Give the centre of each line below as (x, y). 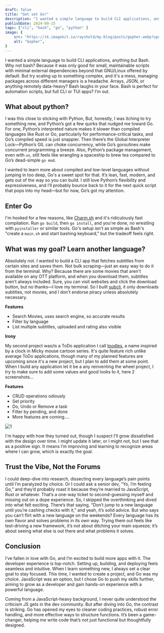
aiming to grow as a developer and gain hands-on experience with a (73, 584)
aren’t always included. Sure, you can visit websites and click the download (81, 282)
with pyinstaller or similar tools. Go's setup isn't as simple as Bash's (75, 228)
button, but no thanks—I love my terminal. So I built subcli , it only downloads (82, 287)
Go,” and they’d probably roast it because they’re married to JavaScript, (77, 489)
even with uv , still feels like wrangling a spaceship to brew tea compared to (80, 155)
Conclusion (23, 546)
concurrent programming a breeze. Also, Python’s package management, (79, 150)
